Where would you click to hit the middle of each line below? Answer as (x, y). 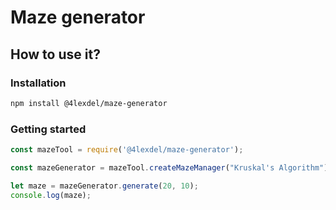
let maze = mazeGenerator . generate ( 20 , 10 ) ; (104, 186)
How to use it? (55, 54)
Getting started (48, 129)
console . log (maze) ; (51, 195)
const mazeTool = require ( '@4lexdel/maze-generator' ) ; (127, 150)
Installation (38, 83)
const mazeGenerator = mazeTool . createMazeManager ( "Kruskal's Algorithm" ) (169, 167)
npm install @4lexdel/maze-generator (89, 103)
